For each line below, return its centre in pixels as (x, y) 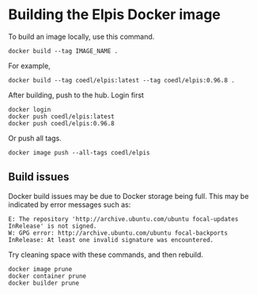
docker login (30, 109)
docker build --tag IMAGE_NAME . (63, 51)
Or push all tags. (35, 138)
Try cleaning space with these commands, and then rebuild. (106, 255)
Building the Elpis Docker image (115, 15)
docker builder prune (44, 283)
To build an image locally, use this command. (81, 36)
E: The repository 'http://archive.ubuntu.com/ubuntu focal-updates (123, 219)
